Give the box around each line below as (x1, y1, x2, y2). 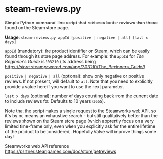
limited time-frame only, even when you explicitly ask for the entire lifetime (5, 123, 156, 129)
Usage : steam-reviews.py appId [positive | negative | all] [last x (5, 34, 148, 40)
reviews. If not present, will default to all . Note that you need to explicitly (5, 78, 153, 84)
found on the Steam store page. (5, 24, 70, 30)
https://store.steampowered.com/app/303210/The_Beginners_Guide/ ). (5, 64, 147, 69)
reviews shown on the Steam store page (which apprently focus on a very (5, 118, 154, 124)
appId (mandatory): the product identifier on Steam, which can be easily (5, 48, 150, 54)
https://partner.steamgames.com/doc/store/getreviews (5, 148, 116, 154)
